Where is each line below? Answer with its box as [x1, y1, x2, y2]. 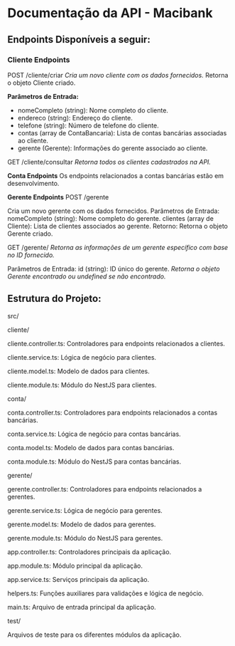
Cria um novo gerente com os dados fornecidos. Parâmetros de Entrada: [7, 207, 220, 215]
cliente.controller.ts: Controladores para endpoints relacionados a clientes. [7, 339, 226, 348]
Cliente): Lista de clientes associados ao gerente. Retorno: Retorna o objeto [7, 222, 229, 230]
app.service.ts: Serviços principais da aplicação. [7, 575, 150, 583]
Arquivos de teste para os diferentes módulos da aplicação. [7, 630, 182, 639]
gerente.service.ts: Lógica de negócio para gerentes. [7, 506, 163, 514]
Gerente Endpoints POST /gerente [7, 192, 109, 201]
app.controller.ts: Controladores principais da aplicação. [7, 547, 172, 556]
